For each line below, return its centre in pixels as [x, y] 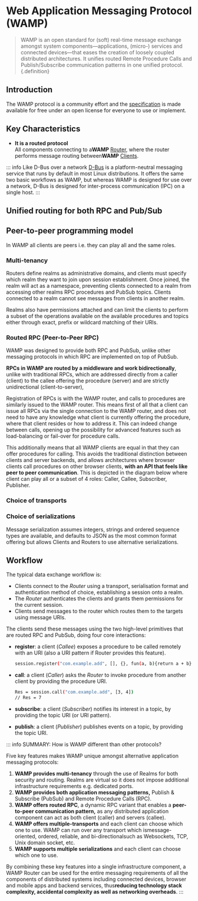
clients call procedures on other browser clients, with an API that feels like [97, 466]
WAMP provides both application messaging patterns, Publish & [95, 792]
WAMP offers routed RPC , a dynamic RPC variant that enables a [93, 805]
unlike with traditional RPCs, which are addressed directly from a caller [92, 375]
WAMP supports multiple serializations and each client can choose [98, 849]
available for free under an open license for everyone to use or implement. [96, 110]
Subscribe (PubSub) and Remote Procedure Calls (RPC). [83, 799]
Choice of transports [37, 500]
